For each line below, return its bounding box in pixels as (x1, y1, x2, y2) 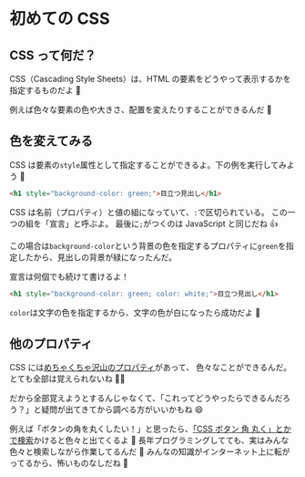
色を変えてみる (9, 133, 93, 149)
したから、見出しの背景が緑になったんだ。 (16, 252, 178, 263)
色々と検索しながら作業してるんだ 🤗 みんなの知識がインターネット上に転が (9, 446, 290, 457)
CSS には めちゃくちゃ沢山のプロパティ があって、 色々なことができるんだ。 (9, 362, 292, 373)
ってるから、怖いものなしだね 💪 (9, 458, 129, 469)
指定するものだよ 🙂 (9, 85, 82, 96)
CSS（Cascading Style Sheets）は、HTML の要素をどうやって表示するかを (9, 74, 291, 84)
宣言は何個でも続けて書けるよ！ (9, 271, 129, 282)
